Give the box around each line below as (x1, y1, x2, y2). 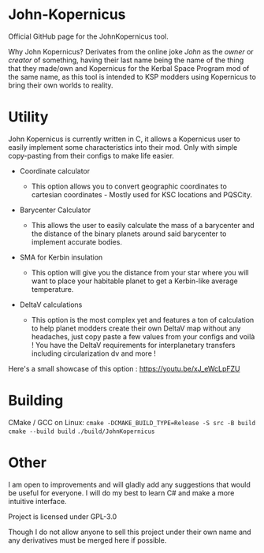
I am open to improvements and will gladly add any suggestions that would (8, 480, 251, 489)
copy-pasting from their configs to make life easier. (8, 151, 175, 160)
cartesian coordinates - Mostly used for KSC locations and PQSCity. (31, 189, 252, 199)
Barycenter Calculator (19, 205, 91, 215)
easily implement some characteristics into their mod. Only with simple (8, 142, 238, 151)
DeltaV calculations (19, 300, 83, 309)
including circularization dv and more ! (31, 349, 156, 358)
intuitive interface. (8, 496, 67, 506)
